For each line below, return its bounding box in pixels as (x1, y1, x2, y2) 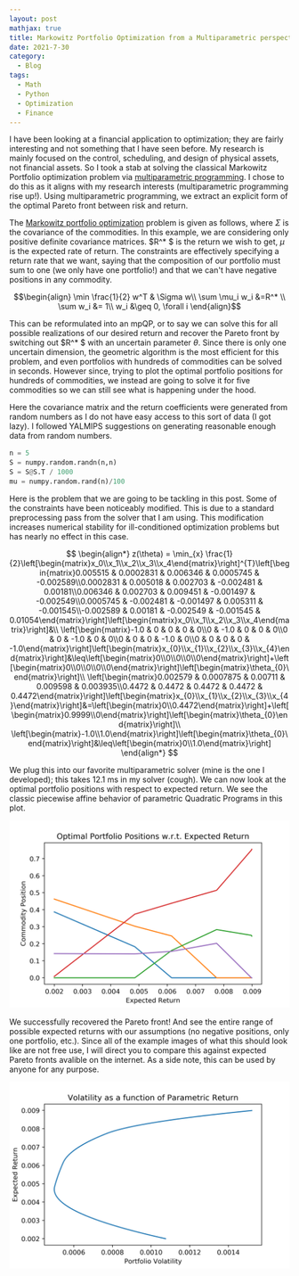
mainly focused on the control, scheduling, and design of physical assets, (9, 152, 279, 164)
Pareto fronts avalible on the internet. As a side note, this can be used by (9, 1054, 276, 1065)
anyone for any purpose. (9, 1064, 100, 1074)
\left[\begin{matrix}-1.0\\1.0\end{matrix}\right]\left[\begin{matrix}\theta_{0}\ (11, 728, 288, 739)
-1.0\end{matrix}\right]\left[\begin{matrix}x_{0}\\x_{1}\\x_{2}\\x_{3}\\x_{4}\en (9, 643, 290, 654)
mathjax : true (9, 23, 62, 33)
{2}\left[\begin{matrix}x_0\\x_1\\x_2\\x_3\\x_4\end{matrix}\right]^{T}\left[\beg (9, 557, 290, 568)
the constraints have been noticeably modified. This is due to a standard (9, 502, 274, 513)
